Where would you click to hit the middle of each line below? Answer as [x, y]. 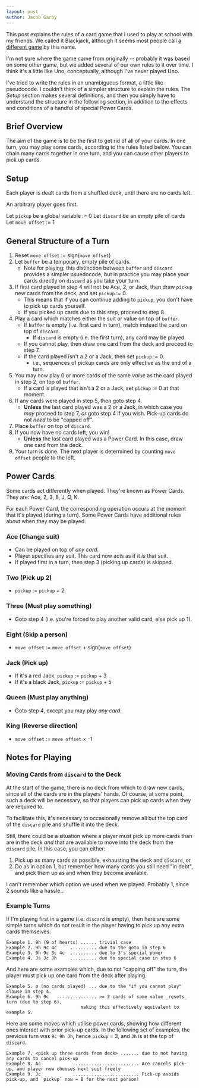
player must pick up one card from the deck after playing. [76, 975]
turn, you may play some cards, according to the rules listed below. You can [99, 147]
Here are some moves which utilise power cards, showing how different [94, 1023]
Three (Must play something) [49, 606]
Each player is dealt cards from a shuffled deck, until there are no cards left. [99, 193]
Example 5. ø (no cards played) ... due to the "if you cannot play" [94, 986]
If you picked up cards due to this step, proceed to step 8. [94, 312]
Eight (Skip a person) [37, 634]
